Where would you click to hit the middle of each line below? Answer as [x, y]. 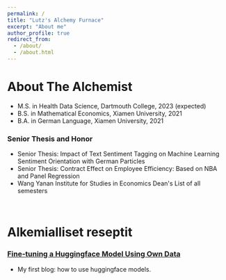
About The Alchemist [70, 87]
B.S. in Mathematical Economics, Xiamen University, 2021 [99, 113]
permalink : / [26, 14]
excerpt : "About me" [37, 26]
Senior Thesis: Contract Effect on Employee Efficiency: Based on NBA [117, 169]
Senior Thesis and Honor [50, 138]
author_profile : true [39, 33]
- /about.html [34, 53]
